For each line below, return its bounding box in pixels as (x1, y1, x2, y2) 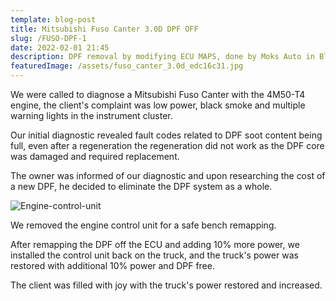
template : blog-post (10, 14, 97, 25)
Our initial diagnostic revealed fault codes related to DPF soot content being (10, 129, 323, 141)
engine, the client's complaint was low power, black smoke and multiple (10, 99, 306, 111)
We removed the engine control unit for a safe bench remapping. (10, 219, 277, 231)
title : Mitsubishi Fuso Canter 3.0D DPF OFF (10, 24, 199, 34)
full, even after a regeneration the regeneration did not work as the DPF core (10, 140, 325, 151)
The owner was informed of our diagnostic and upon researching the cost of (10, 170, 326, 181)
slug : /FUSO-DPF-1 (10, 33, 87, 43)
